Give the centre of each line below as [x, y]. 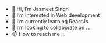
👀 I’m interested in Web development [56, 15]
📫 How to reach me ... [38, 34]
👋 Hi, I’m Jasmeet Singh [40, 9]
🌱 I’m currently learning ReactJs [50, 21]
